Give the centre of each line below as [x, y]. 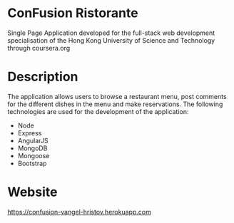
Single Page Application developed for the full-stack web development [111, 33]
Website [32, 192]
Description [43, 77]
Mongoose [34, 155]
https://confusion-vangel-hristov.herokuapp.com [79, 212]
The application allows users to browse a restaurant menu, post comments [117, 96]
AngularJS [33, 140]
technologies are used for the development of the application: [98, 111]
